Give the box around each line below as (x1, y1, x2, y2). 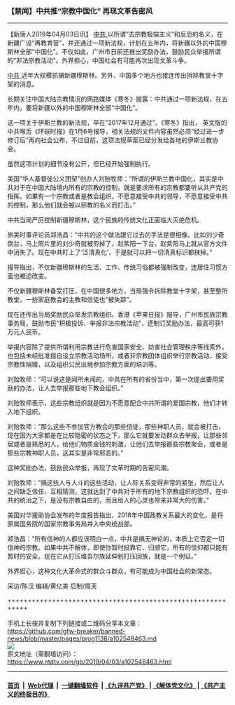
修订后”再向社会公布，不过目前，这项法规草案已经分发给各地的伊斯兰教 (7, 136, 213, 144)
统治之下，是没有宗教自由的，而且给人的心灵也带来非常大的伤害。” (19, 496, 210, 505)
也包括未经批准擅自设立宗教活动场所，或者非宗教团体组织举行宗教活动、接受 (7, 352, 228, 360)
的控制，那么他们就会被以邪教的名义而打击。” (7, 201, 136, 210)
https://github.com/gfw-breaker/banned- (7, 627, 126, 636)
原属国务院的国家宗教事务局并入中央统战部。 (7, 520, 136, 528)
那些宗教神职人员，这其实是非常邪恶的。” (7, 449, 124, 457)
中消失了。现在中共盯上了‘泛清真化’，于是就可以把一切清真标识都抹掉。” (7, 248, 213, 256)
